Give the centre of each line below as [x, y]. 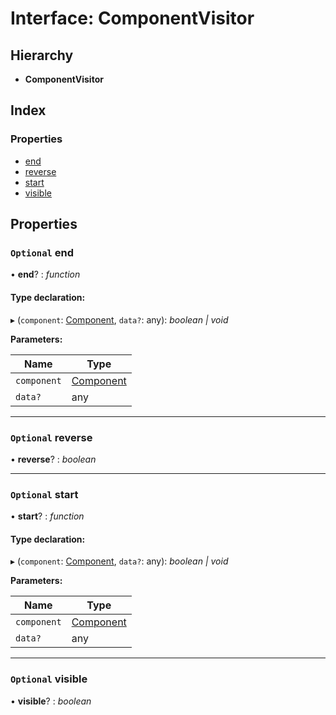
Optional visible [49, 679]
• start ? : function [47, 516]
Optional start [44, 494]
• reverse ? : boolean [53, 459]
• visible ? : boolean [51, 701]
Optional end [42, 252]
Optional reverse [51, 437]
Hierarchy [42, 55]
